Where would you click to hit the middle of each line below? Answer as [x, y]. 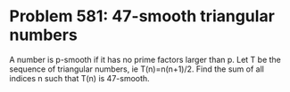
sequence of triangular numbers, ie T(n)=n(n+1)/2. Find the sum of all [137, 69]
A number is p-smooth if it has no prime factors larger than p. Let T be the [145, 59]
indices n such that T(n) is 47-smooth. [79, 78]
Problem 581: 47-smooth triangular [142, 16]
